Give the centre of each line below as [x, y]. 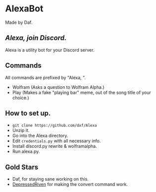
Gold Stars [22, 167]
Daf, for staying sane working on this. [51, 179]
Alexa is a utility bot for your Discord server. [50, 50]
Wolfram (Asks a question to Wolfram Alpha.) [58, 87]
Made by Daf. [19, 22]
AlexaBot [24, 9]
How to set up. [28, 113]
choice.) [21, 98]
